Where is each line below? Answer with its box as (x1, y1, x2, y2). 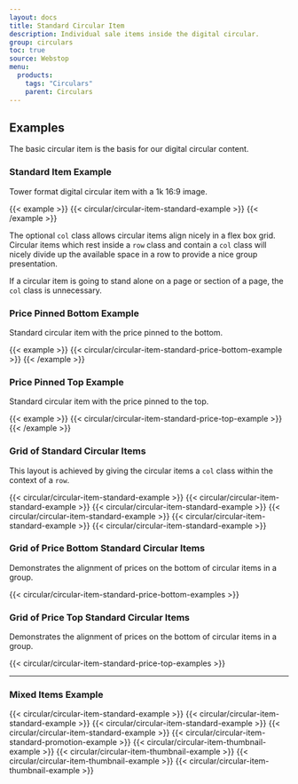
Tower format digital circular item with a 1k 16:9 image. (9, 186, 208, 196)
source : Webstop (9, 54, 69, 63)
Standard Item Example (9, 166, 113, 178)
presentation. (9, 258, 58, 269)
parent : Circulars (25, 87, 93, 96)
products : (17, 71, 53, 80)
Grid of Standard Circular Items (9, 445, 146, 457)
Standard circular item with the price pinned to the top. (9, 396, 209, 407)
